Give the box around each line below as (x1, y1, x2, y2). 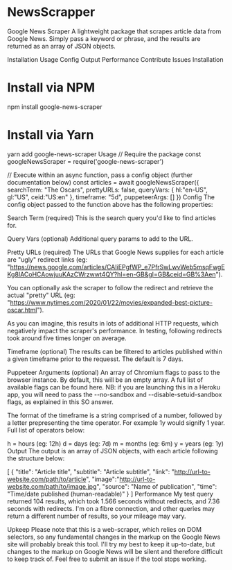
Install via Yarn (7, 127, 94, 143)
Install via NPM (7, 80, 96, 96)
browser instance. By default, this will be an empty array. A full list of (7, 376, 203, 384)
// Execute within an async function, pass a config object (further (7, 171, 193, 179)
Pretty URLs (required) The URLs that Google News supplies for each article (7, 248, 224, 256)
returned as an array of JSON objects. (7, 42, 116, 50)
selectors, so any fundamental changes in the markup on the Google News (7, 533, 221, 541)
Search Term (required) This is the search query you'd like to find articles (7, 213, 216, 222)
